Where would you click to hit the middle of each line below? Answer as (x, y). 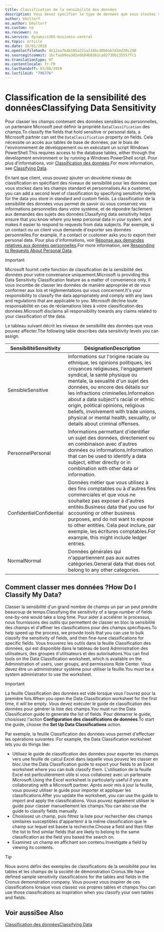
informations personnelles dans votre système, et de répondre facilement (79, 209)
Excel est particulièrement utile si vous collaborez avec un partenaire (81, 774)
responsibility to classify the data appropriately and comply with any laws (79, 295)
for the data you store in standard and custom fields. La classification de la (80, 198)
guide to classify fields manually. (45, 811)
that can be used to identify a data (107, 456)
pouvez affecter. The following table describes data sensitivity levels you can (82, 331)
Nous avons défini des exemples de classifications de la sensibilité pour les (81, 866)
